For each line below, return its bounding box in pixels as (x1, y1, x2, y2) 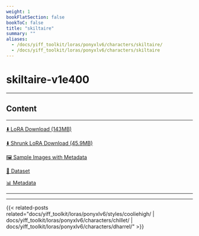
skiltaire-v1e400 (6, 72, 90, 86)
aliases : (6, 36, 28, 42)
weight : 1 (6, 8, 31, 15)
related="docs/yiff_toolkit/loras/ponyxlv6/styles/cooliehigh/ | (6, 210, 155, 217)
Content (6, 104, 37, 114)
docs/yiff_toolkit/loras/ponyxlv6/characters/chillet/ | (6, 216, 133, 224)
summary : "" (6, 31, 36, 37)
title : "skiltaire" (6, 25, 54, 31)
